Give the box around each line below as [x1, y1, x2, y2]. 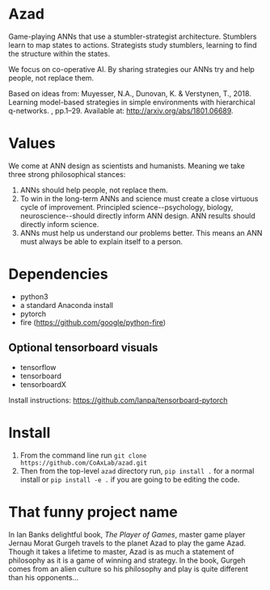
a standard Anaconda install [19, 300, 113, 310]
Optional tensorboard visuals [8, 341, 158, 355]
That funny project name [8, 503, 178, 521]
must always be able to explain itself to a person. [19, 236, 184, 247]
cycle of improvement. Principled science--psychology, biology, [19, 202, 234, 212]
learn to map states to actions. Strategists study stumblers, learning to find [8, 40, 257, 49]
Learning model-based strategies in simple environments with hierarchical [8, 97, 256, 107]
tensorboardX [19, 379, 67, 389]
